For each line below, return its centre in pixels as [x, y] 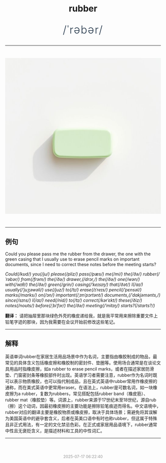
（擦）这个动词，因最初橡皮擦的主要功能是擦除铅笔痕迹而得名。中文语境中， [83, 406]
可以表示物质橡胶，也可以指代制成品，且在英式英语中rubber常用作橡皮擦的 [81, 381]
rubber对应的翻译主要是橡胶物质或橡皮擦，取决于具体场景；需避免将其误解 [81, 412]
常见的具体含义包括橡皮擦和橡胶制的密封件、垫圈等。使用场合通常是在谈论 [81, 363]
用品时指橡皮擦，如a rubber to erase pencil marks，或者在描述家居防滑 [82, 369]
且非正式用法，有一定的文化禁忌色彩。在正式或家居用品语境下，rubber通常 [81, 424]
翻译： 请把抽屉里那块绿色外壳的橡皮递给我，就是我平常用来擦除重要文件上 [82, 316]
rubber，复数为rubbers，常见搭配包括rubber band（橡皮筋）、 [85, 393]
